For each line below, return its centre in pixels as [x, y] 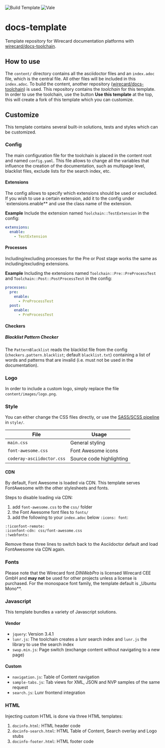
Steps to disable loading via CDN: [39, 498]
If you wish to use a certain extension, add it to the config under [70, 198]
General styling [88, 443]
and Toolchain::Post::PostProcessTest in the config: [59, 278]
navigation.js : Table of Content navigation [56, 677]
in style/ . [15, 423]
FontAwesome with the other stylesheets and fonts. [57, 488]
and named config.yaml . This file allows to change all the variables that [77, 160]
